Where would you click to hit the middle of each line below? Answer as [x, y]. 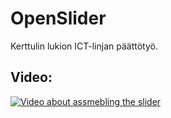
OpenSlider [58, 18]
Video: [31, 77]
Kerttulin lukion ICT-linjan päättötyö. [84, 46]
